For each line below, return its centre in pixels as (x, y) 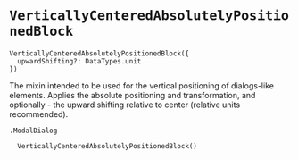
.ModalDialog (33, 131)
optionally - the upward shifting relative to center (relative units (125, 105)
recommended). (39, 114)
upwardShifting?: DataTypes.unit (79, 61)
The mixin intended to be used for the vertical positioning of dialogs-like (142, 85)
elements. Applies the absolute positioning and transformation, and (132, 95)
